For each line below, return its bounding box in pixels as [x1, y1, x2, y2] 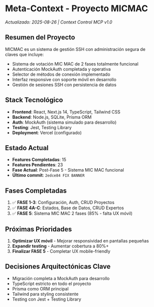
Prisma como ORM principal [12, 285, 69, 291]
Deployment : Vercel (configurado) [12, 130, 82, 135]
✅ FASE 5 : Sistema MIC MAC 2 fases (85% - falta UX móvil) [12, 211, 133, 217]
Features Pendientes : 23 [12, 162, 63, 168]
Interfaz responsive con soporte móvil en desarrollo [12, 76, 116, 82]
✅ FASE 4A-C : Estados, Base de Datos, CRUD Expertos [12, 205, 124, 211]
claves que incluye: [5, 51, 44, 57]
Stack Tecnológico [5, 96, 64, 104]
